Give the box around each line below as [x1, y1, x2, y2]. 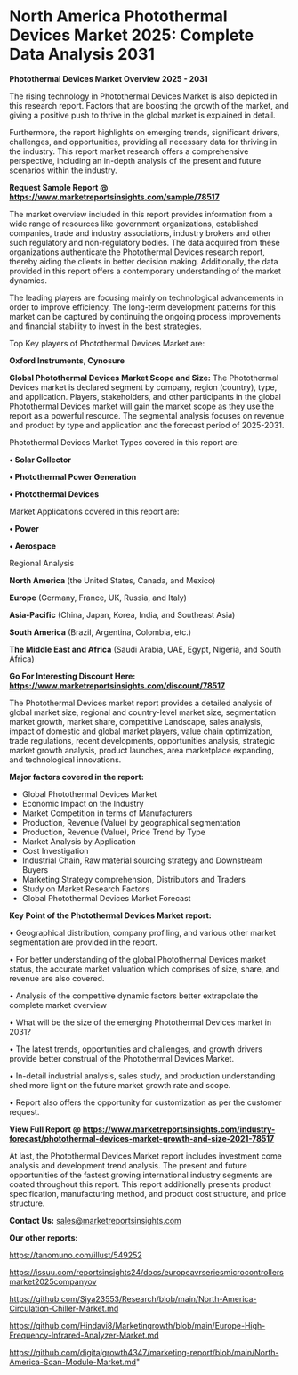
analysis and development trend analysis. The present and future [9, 1159, 247, 1170]
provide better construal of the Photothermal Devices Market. [9, 1053, 234, 1063]
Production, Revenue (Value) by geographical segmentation [21, 817, 242, 827]
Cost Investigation [21, 845, 89, 856]
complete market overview [9, 999, 107, 1010]
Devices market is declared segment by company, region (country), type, [9, 381, 278, 393]
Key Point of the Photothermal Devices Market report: [9, 910, 212, 921]
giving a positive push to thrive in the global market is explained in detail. [9, 110, 276, 120]
